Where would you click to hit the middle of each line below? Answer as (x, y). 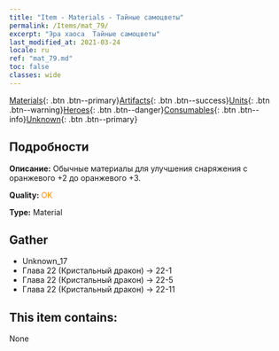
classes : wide (35, 75)
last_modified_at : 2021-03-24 (65, 42)
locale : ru (29, 51)
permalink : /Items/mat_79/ (59, 26)
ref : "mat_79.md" (41, 58)
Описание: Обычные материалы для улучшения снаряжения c (128, 168)
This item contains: (63, 317)
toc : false (29, 67)
